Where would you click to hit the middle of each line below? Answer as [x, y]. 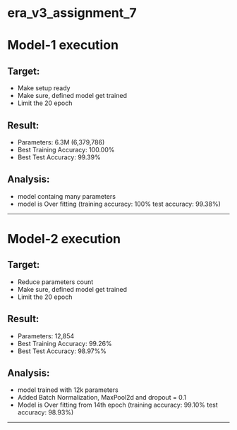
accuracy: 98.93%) [45, 412]
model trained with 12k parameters [68, 390]
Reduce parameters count [55, 282]
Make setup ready [44, 88]
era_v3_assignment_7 [72, 13]
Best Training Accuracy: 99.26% [65, 343]
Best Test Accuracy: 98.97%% [62, 351]
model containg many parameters [67, 196]
